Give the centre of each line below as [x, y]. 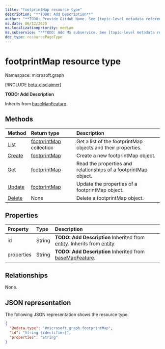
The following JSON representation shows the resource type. [67, 315]
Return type [45, 133]
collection [42, 147]
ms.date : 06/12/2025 [26, 23]
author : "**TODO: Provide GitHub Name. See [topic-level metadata [74, 19]
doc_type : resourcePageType [34, 37]
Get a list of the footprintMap [110, 141]
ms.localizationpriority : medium [39, 28]
